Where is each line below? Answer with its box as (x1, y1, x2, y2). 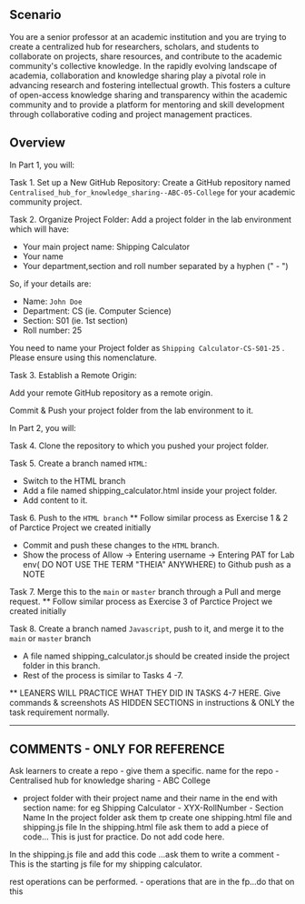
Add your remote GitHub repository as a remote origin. (9, 387, 213, 398)
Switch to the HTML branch (22, 475, 126, 486)
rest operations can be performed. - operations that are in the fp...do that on (9, 877, 295, 888)
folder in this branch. (22, 659, 101, 671)
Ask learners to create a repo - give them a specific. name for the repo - (9, 766, 280, 777)
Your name (22, 250, 64, 262)
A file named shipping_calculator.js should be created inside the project (22, 650, 290, 661)
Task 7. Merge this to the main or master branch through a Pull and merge (9, 586, 281, 597)
